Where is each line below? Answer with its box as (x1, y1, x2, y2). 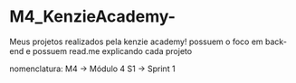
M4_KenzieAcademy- (9, 6, 177, 27)
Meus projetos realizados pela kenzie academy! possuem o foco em (9, 36, 264, 47)
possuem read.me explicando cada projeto (33, 45, 193, 56)
